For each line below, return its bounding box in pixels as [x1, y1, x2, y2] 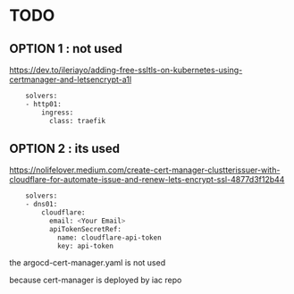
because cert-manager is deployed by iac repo [9, 274, 182, 286]
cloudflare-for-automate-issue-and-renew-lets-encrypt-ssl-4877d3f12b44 [9, 174, 285, 185]
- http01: [25, 99, 63, 108]
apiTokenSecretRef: [48, 224, 122, 233]
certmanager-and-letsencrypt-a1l [9, 74, 132, 85]
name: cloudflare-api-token [56, 233, 163, 242]
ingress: [41, 108, 74, 117]
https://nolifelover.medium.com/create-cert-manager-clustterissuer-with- [9, 164, 281, 175]
